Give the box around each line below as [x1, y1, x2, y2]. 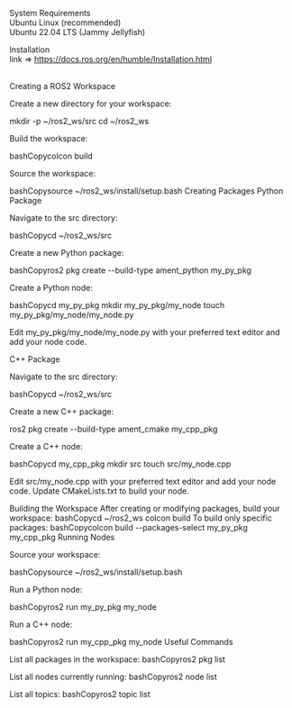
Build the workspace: [9, 133, 88, 143]
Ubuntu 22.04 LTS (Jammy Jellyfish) [9, 27, 146, 37]
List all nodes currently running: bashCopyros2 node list [9, 671, 218, 682]
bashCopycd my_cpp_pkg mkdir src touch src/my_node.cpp [9, 458, 232, 469]
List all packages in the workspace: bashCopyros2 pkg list [9, 654, 225, 665]
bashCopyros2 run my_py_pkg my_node [9, 602, 158, 612]
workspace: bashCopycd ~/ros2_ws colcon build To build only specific [9, 513, 272, 523]
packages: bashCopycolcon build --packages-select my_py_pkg [9, 522, 248, 532]
